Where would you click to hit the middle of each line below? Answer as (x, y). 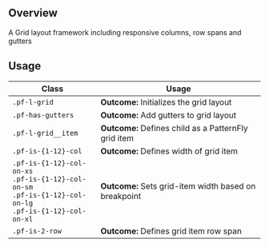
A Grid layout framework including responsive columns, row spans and (125, 32)
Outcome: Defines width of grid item (169, 151)
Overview (33, 13)
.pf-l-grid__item (45, 133)
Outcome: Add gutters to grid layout (169, 115)
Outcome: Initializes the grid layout (166, 102)
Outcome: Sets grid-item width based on (178, 185)
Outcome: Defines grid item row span (171, 231)
